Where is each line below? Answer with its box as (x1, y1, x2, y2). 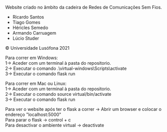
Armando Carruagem (12, 30, 57, 36)
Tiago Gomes (12, 20, 41, 25)
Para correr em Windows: (5, 55, 58, 61)
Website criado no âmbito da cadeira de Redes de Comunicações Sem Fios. (5, 5, 162, 10)
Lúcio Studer (12, 35, 39, 41)
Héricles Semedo (12, 25, 49, 31)
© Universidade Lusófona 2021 (5, 45, 70, 51)
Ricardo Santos (12, 14, 44, 20)
